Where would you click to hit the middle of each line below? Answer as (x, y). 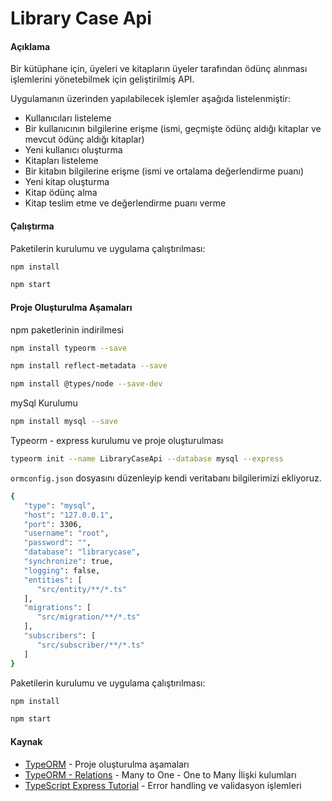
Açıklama (30, 46)
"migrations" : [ (57, 608)
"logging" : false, (62, 570)
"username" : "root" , (66, 533)
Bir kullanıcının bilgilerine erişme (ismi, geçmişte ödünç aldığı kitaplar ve (173, 129)
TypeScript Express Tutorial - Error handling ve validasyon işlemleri (163, 785)
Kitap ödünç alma (61, 193)
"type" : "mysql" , (60, 505)
